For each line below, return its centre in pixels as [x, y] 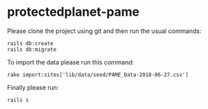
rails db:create [30, 43]
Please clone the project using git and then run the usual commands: [104, 31]
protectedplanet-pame [73, 12]
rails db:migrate [32, 49]
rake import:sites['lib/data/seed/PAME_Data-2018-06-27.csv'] [98, 75]
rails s [18, 100]
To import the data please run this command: [71, 62]
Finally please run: [33, 87]
